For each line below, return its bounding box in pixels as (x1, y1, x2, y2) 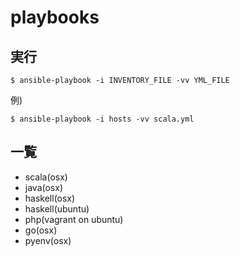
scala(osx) (24, 171, 68, 183)
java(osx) (24, 181, 63, 193)
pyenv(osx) (24, 234, 72, 246)
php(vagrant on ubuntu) (24, 213, 124, 225)
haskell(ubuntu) (24, 202, 90, 215)
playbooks (10, 6, 100, 29)
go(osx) (24, 224, 58, 236)
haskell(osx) (24, 192, 76, 204)
